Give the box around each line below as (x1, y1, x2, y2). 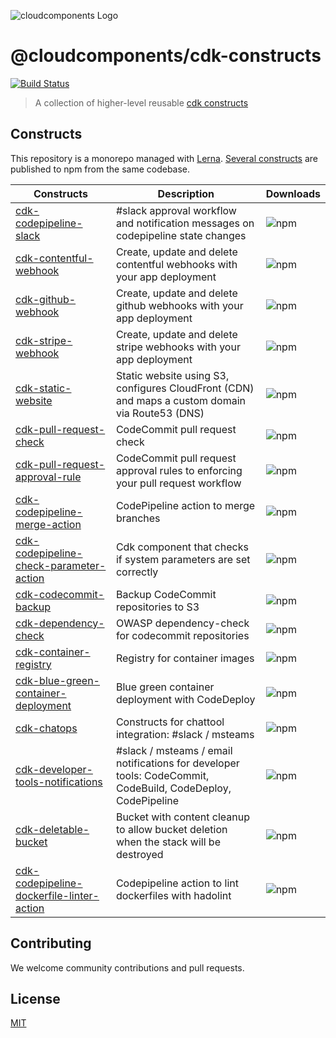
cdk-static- (15, 381, 72, 395)
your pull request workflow (115, 476, 242, 490)
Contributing (10, 935, 92, 952)
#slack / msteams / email (115, 743, 233, 757)
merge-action (15, 517, 82, 531)
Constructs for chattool (115, 715, 225, 729)
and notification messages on (115, 216, 255, 230)
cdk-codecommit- (15, 587, 105, 601)
